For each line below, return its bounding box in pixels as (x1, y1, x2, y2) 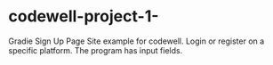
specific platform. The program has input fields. (8, 45, 183, 55)
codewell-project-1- (8, 6, 159, 27)
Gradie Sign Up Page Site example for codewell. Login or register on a (8, 36, 265, 46)
